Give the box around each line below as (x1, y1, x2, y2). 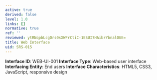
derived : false (5, 12, 37, 17)
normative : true (5, 26, 39, 31)
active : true (5, 7, 32, 12)
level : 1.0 (5, 16, 28, 21)
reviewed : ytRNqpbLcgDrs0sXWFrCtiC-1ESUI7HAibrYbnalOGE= (5, 35, 126, 40)
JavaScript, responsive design (5, 68, 67, 75)
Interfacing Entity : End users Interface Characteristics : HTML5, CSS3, (5, 63, 152, 69)
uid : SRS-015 (5, 44, 32, 49)
